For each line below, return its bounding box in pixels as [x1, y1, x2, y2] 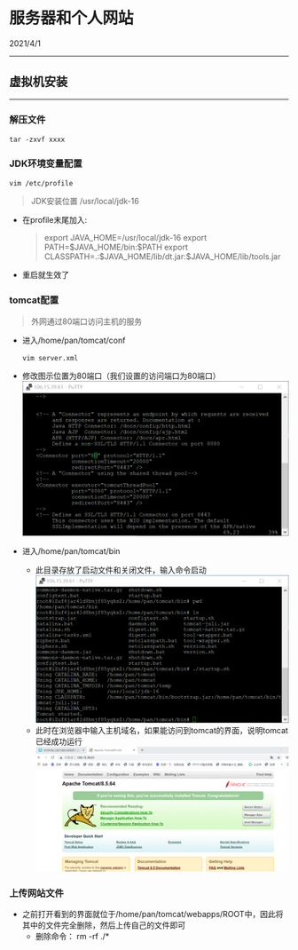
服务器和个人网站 [9, 8, 135, 28]
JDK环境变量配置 [9, 157, 82, 170]
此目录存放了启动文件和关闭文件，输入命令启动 [35, 565, 207, 575]
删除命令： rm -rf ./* [35, 930, 110, 941]
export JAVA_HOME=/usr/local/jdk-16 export [43, 233, 208, 243]
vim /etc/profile [9, 179, 74, 188]
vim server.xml [21, 353, 79, 362]
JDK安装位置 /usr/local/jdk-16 [30, 196, 139, 207]
